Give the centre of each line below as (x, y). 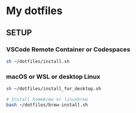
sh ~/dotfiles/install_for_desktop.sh (54, 89)
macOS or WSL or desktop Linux (53, 77)
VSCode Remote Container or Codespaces (68, 49)
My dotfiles (34, 11)
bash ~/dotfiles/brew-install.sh (47, 105)
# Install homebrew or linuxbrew (47, 99)
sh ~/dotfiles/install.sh (38, 61)
